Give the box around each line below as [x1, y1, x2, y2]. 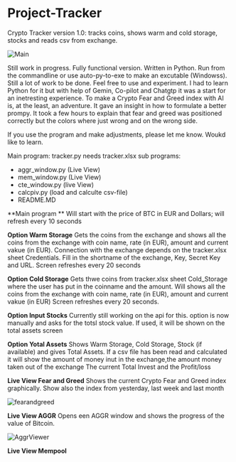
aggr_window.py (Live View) [17, 165, 101, 173]
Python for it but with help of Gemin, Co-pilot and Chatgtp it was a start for [7, 86, 226, 95]
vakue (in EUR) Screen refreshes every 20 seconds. [7, 297, 160, 306]
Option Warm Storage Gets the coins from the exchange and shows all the [7, 230, 227, 239]
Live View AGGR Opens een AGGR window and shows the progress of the [7, 411, 225, 420]
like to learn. [7, 137, 44, 146]
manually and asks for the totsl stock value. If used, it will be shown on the [7, 318, 225, 327]
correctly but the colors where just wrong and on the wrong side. [7, 116, 198, 125]
